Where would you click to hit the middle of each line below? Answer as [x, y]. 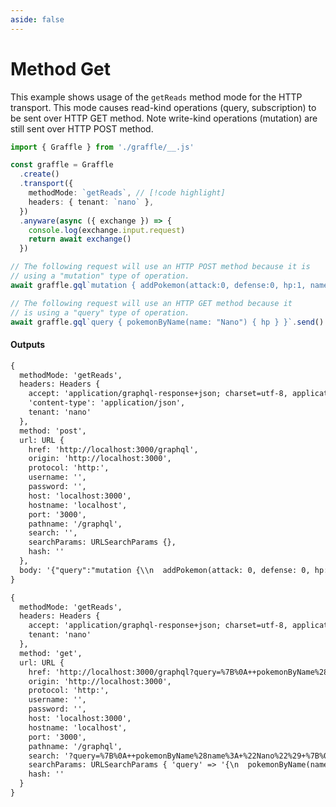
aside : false [37, 19]
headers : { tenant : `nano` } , [91, 202]
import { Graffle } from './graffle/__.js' [102, 147]
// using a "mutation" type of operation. [100, 276]
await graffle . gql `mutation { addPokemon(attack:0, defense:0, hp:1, [158, 285]
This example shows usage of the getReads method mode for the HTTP [156, 97]
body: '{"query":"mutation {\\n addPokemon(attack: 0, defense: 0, [165, 570]
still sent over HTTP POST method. [82, 128]
